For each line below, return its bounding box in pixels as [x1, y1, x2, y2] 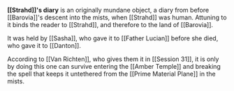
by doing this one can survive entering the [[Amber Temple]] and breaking [7, 63, 221, 70]
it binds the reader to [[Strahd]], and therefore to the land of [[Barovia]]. [7, 21, 214, 28]
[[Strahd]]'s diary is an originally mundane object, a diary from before [7, 6, 210, 14]
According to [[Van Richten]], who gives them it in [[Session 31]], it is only [7, 55, 219, 63]
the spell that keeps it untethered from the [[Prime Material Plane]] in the [7, 69, 216, 78]
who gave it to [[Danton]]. [7, 42, 82, 49]
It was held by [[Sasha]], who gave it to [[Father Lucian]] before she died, [7, 34, 219, 42]
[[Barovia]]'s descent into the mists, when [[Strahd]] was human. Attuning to [7, 13, 227, 22]
